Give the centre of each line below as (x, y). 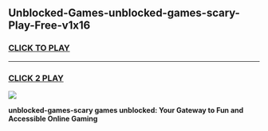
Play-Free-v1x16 (49, 26)
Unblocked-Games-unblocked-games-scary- (124, 13)
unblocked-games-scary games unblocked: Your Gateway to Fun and (126, 110)
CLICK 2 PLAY (36, 78)
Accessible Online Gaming (53, 118)
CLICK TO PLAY (39, 48)
